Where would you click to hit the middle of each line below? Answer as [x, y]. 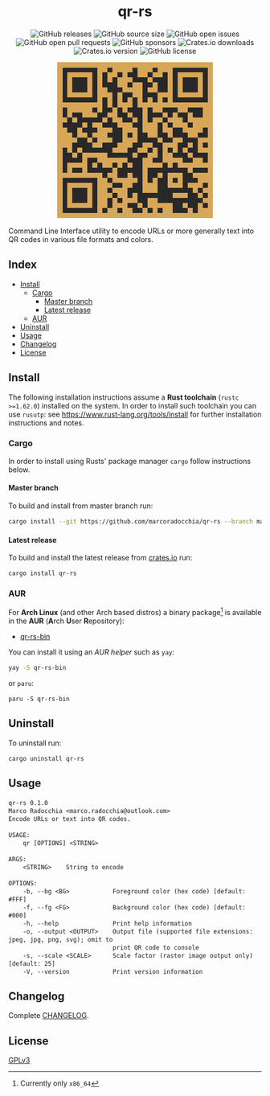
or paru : [21, 683]
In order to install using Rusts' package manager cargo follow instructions [130, 461]
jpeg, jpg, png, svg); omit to [61, 939]
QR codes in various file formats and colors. [81, 239]
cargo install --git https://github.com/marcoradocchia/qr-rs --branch [131, 522]
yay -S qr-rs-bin [37, 668]
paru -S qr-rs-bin [39, 699]
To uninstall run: [35, 743]
